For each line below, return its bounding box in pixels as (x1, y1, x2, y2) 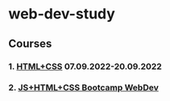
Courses (8, 37, 52, 50)
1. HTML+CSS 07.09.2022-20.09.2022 (8, 61, 163, 72)
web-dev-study (8, 5, 115, 23)
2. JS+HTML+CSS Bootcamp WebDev (8, 82, 159, 93)
